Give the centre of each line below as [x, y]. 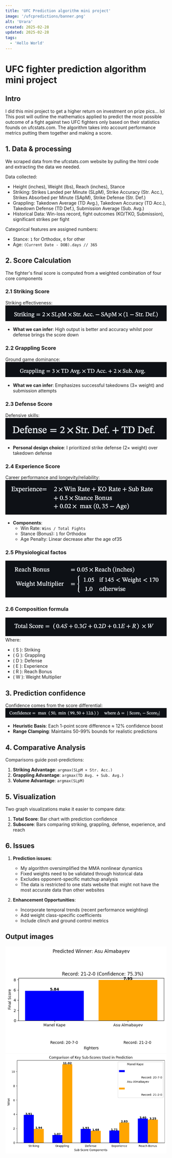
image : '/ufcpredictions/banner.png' [46, 16]
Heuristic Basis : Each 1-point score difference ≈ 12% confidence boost [88, 726]
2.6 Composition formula [37, 609]
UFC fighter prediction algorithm [76, 69]
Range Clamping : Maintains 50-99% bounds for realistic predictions [85, 731]
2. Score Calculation [38, 261]
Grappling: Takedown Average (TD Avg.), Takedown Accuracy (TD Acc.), [89, 203]
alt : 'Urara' [19, 21]
